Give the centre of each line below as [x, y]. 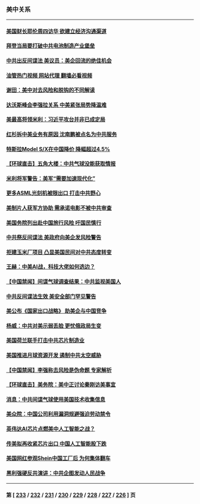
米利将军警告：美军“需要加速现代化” [51, 178]
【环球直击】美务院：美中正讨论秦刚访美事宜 [61, 384]
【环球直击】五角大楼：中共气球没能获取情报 [61, 164]
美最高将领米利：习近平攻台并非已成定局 [56, 120]
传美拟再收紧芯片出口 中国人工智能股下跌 [57, 443]
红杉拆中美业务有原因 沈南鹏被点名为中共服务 [62, 134]
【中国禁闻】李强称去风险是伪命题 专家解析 [59, 370]
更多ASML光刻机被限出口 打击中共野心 [54, 193]
